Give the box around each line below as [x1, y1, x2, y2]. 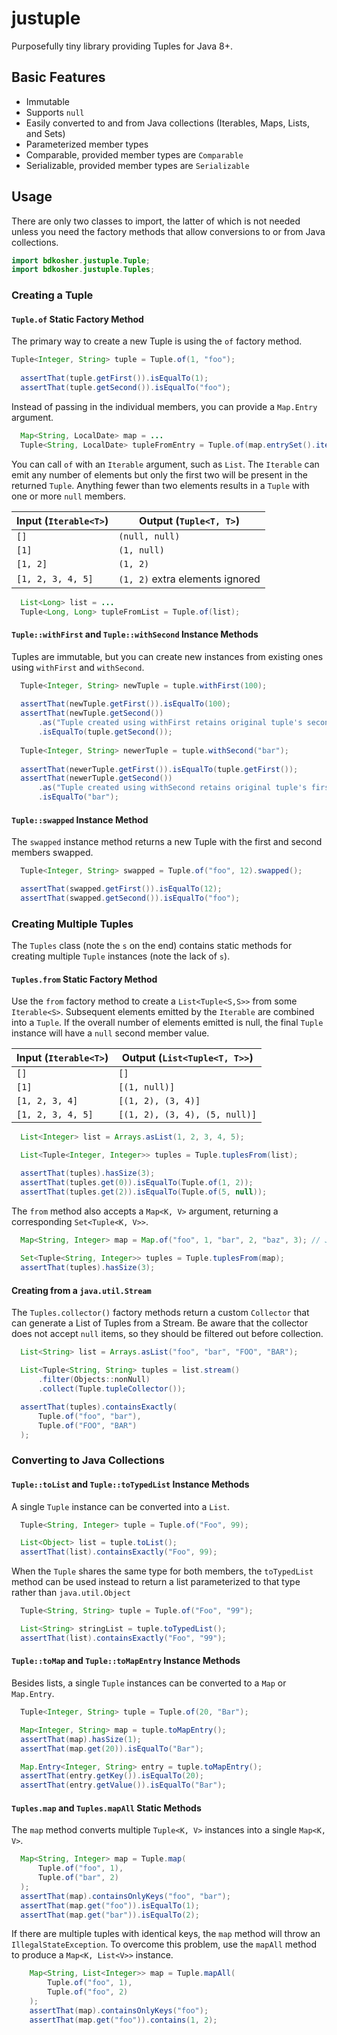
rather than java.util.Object [11, 1587, 131, 1599]
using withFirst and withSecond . [11, 661, 145, 673]
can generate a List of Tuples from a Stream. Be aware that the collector [11, 1317, 309, 1329]
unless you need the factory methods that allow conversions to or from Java [11, 225, 326, 237]
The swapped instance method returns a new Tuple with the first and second [11, 836, 323, 848]
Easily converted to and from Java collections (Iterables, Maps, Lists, [25, 117, 311, 129]
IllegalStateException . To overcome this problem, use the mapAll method [11, 1938, 318, 1951]
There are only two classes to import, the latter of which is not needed [11, 215, 301, 227]
